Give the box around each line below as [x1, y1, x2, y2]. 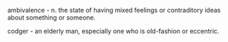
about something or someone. [7, 13, 96, 22]
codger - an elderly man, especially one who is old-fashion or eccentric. [7, 27, 219, 35]
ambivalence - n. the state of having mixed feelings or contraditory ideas [7, 6, 221, 14]
